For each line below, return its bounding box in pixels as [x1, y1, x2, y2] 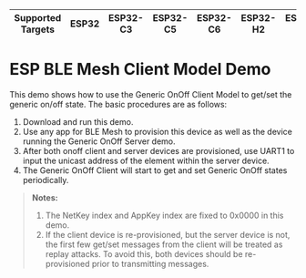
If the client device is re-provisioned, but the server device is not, [45, 229, 291, 240]
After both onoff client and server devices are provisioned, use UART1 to [22, 145, 295, 156]
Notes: [31, 191, 58, 203]
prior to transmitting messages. [91, 258, 209, 269]
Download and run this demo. [22, 116, 134, 127]
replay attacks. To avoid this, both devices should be [45, 248, 243, 259]
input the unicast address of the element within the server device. [22, 155, 270, 166]
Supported [14, 12, 62, 24]
